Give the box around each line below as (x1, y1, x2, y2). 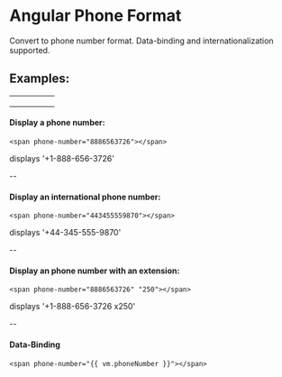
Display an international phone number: (9, 191, 161, 202)
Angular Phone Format (9, 5, 182, 26)
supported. (9, 44, 50, 55)
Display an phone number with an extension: (9, 265, 180, 276)
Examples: (9, 71, 70, 87)
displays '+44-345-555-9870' (9, 227, 122, 238)
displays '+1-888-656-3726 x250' (9, 301, 136, 312)
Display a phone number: (9, 117, 105, 128)
